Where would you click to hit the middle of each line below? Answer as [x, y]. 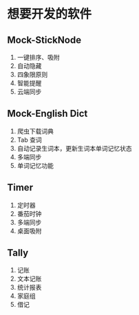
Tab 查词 [30, 140]
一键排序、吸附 [38, 57]
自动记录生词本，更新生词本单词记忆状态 [74, 148]
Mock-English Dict [47, 114]
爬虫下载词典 [35, 131]
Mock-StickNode [44, 40]
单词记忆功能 [35, 165]
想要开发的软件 [50, 14]
